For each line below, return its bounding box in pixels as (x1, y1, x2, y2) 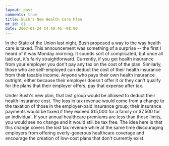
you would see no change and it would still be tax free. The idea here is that (5, 119, 163, 125)
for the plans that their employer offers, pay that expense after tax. (5, 83, 144, 89)
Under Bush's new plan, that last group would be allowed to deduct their (5, 93, 155, 99)
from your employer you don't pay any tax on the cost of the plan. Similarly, (5, 61, 162, 67)
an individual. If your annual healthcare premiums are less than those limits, (5, 114, 162, 120)
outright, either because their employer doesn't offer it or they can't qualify (5, 78, 161, 84)
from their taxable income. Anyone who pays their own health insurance (5, 72, 155, 78)
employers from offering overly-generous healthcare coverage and (5, 130, 145, 136)
